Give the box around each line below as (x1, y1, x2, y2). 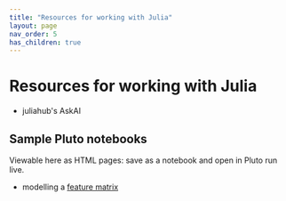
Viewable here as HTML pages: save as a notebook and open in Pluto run (9, 155, 278, 165)
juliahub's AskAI (21, 106, 82, 117)
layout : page (9, 21, 58, 30)
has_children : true (9, 37, 82, 47)
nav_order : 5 (9, 29, 58, 38)
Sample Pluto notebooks (9, 131, 148, 147)
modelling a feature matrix (21, 181, 119, 192)
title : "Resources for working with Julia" (9, 12, 173, 22)
